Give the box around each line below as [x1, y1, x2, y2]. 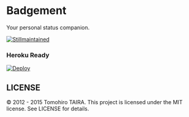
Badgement [6, 4, 67, 18]
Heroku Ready [6, 51, 50, 59]
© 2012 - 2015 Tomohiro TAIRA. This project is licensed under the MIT [6, 99, 183, 106]
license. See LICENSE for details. [6, 105, 90, 113]
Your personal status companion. [6, 24, 90, 31]
